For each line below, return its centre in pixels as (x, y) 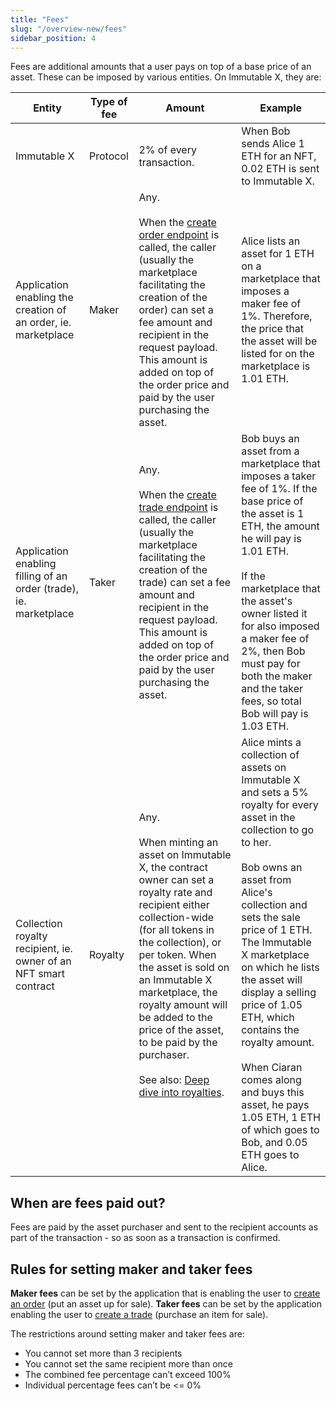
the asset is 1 (273, 514)
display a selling (279, 993)
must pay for (271, 664)
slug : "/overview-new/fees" (69, 29)
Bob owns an (272, 868)
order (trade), (47, 589)
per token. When (177, 955)
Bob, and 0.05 (274, 1143)
